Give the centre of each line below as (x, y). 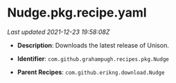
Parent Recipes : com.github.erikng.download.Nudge (91, 72)
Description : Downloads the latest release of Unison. (93, 45)
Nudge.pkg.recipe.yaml (77, 13)
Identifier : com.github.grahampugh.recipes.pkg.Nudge (93, 58)
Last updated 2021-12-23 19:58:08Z (59, 32)
